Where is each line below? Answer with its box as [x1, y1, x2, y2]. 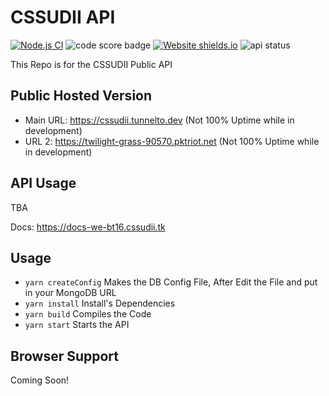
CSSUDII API [10, 6, 116, 29]
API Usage [10, 175, 77, 192]
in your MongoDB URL [24, 287, 117, 299]
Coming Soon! [10, 374, 70, 386]
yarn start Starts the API [24, 319, 130, 331]
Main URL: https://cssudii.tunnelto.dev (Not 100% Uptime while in [24, 114, 295, 126]
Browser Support [10, 347, 120, 365]
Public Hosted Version [10, 87, 153, 105]
